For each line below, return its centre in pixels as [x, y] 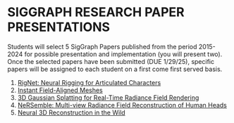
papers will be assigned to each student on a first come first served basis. [115, 69]
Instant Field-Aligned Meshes [60, 90]
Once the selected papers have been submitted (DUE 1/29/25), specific [111, 61]
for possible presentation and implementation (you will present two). [123, 54]
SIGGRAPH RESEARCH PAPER [96, 12]
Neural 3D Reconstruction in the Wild [71, 112]
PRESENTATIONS [59, 27]
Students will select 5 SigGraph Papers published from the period [102, 46]
